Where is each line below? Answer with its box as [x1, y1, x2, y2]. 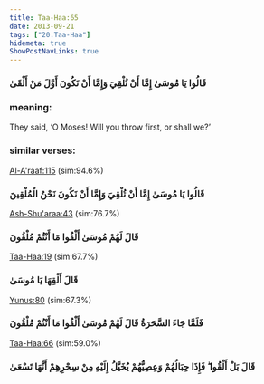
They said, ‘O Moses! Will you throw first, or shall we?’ [9, 121, 211, 132]
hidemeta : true [9, 38, 67, 48]
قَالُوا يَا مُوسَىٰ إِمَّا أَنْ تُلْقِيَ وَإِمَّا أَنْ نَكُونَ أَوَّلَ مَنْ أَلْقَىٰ [9, 77, 207, 90]
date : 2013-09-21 [9, 22, 75, 31]
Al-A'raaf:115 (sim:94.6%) [9, 165, 104, 176]
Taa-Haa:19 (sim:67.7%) [9, 251, 99, 263]
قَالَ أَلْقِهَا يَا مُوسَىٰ [9, 274, 79, 286]
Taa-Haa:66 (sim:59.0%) [9, 337, 101, 349]
